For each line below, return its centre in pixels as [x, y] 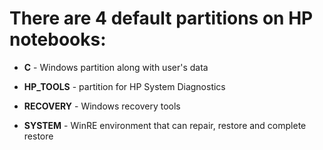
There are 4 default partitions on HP [161, 18]
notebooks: [58, 39]
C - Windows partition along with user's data [116, 67]
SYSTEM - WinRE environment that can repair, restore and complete [165, 125]
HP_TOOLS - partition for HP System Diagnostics [124, 86]
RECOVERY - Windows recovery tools [102, 106]
